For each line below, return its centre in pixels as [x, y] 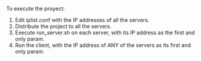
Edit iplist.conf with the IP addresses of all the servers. [82, 20]
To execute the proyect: [35, 9]
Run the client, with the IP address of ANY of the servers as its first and [103, 45]
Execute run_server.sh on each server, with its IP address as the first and [105, 33]
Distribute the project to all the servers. [63, 26]
